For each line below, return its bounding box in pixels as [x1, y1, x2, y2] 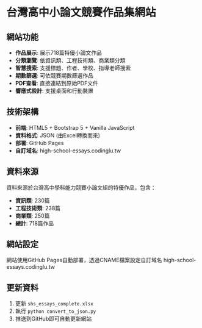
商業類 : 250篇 [15, 212, 50, 219]
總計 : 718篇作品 [15, 219, 54, 227]
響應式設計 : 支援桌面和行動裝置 [15, 87, 93, 94]
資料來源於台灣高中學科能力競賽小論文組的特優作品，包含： [6, 184, 156, 191]
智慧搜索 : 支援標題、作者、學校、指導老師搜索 [15, 65, 131, 71]
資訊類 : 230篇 [15, 196, 50, 204]
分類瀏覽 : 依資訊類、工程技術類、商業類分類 [15, 57, 126, 64]
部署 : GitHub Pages [15, 139, 64, 146]
